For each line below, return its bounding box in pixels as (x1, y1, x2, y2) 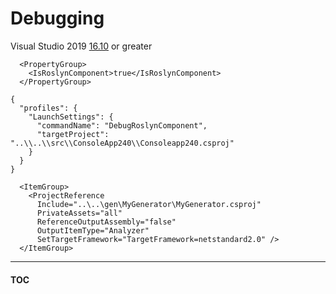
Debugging (10, 7, 105, 30)
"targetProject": (36, 129, 110, 139)
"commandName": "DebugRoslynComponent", (36, 120, 208, 131)
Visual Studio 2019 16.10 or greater (10, 40, 153, 52)
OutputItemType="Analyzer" (36, 225, 150, 236)
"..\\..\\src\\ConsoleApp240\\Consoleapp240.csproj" (10, 138, 235, 148)
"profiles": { (19, 103, 78, 113)
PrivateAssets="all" (36, 208, 123, 218)
